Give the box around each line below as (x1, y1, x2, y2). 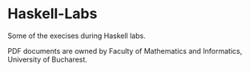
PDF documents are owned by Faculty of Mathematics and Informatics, (7, 46, 243, 55)
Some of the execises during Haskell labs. (7, 31, 146, 40)
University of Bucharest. (7, 55, 87, 64)
